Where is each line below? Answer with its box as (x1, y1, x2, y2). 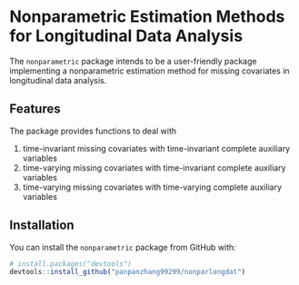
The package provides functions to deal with (9, 125, 177, 136)
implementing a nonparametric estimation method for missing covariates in (9, 65, 290, 76)
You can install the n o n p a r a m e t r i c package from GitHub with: (9, 241, 236, 252)
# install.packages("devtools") (9, 259, 132, 269)
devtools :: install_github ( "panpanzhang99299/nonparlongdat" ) (9, 268, 246, 277)
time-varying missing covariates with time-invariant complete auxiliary (22, 162, 286, 173)
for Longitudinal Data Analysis (9, 25, 244, 46)
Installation (9, 218, 75, 233)
